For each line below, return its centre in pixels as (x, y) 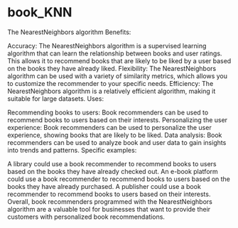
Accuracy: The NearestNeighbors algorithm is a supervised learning (107, 45)
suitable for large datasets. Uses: (56, 98)
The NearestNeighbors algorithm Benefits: (69, 32)
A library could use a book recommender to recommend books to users (112, 163)
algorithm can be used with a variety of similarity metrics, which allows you (118, 76)
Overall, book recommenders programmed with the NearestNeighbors (110, 201)
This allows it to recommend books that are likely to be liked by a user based (119, 60)
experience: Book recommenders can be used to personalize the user (109, 127)
